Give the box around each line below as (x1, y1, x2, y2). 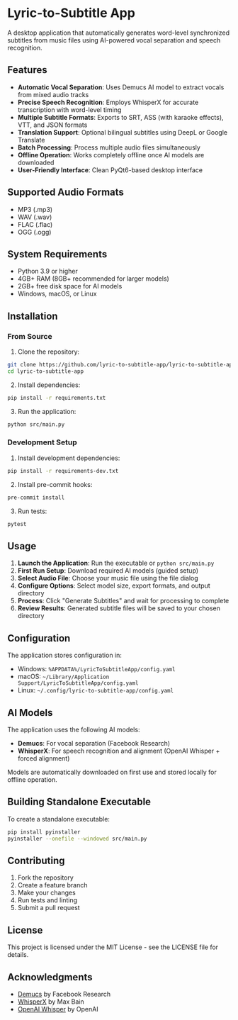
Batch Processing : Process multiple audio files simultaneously (17, 143, 200, 152)
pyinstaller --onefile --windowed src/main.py (7, 835, 147, 842)
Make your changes (17, 888, 76, 897)
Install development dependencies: (17, 454, 120, 462)
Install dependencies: (17, 381, 81, 389)
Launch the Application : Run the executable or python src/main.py (17, 559, 215, 568)
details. (7, 951, 29, 959)
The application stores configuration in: (7, 651, 123, 660)
